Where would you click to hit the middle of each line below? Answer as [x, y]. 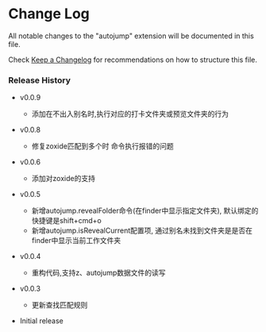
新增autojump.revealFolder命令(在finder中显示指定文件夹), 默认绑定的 [145, 210]
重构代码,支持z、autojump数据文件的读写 [98, 273]
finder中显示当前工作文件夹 [76, 241]
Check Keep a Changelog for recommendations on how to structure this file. [133, 60]
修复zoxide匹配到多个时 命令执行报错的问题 [102, 146]
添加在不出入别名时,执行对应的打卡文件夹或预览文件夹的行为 [130, 114]
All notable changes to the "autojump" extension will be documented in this [131, 36]
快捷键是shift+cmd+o [66, 221]
